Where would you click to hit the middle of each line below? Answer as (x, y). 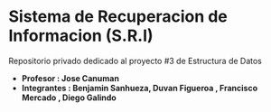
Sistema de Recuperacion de (118, 17)
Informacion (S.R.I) (81, 36)
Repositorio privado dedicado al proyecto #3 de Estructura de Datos (135, 61)
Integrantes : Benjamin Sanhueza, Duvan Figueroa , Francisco (140, 88)
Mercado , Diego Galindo (69, 98)
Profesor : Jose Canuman (70, 78)
